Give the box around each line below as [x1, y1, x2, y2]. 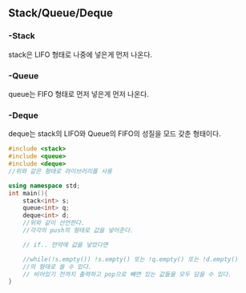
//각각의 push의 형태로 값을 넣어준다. [22, 227, 134, 235]
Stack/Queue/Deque [8, 6, 114, 20]
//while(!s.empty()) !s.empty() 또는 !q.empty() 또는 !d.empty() [22, 255, 239, 263]
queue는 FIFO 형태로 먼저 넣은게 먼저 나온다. [8, 89, 150, 98]
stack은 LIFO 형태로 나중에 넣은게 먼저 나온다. [8, 50, 153, 59]
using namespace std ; [8, 182, 81, 190]
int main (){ [8, 189, 48, 197]
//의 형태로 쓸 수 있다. [22, 263, 92, 271]
